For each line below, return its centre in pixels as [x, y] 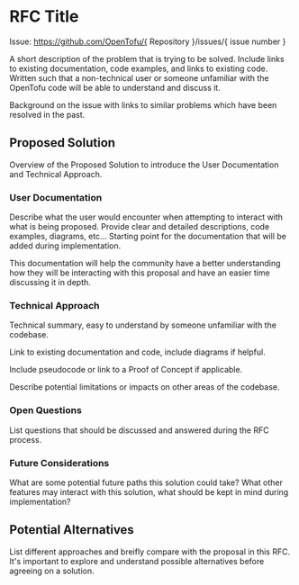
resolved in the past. [47, 114]
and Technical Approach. [56, 174]
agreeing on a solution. [52, 571]
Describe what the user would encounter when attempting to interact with [146, 217]
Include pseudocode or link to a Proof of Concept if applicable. [126, 370]
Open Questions [46, 410]
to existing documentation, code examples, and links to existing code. [139, 68]
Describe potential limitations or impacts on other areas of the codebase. [145, 387]
